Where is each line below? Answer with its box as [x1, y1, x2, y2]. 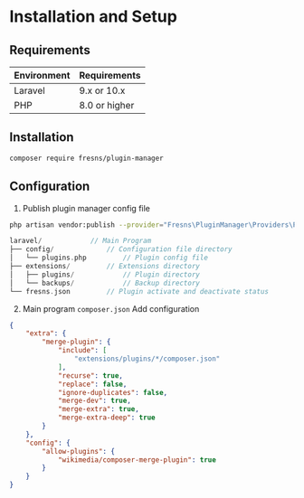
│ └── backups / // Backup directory [9, 278, 201, 287]
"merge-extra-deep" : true [57, 413, 156, 422]
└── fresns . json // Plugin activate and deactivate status [9, 287, 270, 296]
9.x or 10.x [79, 84, 126, 97]
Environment [14, 70, 71, 81]
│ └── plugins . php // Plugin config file [9, 253, 208, 263]
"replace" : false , [57, 380, 128, 389]
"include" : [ [57, 346, 107, 355]
